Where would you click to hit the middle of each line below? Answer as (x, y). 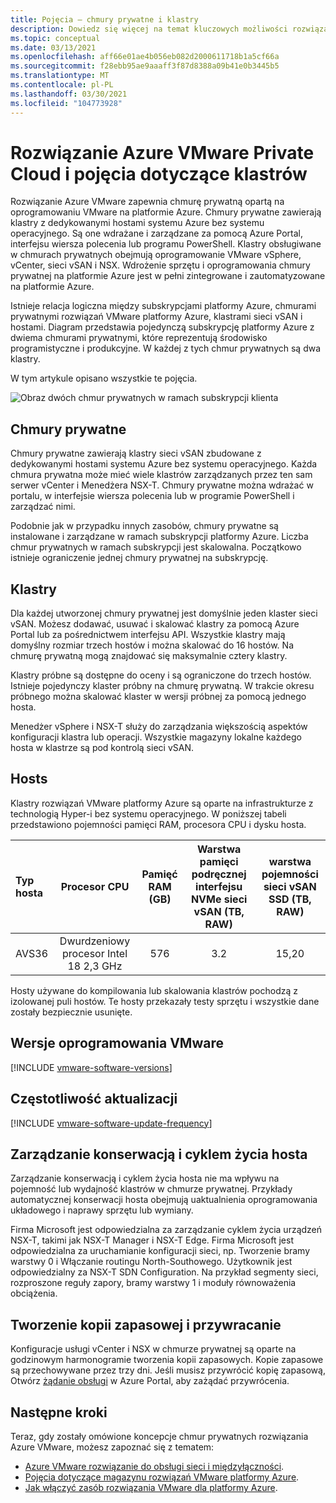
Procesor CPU (95, 886)
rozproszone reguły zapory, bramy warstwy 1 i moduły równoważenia (153, 1283)
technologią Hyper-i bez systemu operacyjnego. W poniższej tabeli (148, 813)
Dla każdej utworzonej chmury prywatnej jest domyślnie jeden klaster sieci (164, 613)
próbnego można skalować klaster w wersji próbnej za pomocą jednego (158, 697)
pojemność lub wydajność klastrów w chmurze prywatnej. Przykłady (151, 1189)
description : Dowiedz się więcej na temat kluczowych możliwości (149, 29)
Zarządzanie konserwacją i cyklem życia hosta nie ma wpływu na (145, 1178)
